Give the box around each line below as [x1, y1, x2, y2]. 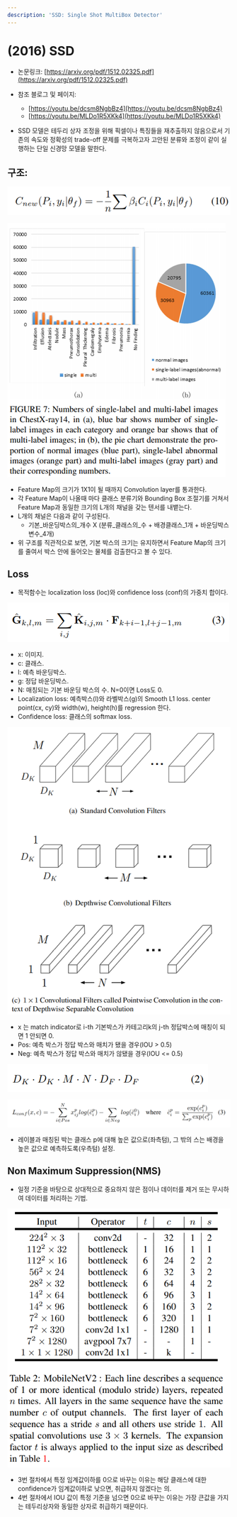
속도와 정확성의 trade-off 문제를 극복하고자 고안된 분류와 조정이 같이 [30, 135, 219, 143]
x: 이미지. [17, 650, 45, 658]
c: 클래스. [17, 658, 45, 667]
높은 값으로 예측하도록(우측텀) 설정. [17, 1144, 115, 1152]
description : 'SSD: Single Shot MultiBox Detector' [7, 11, 163, 18]
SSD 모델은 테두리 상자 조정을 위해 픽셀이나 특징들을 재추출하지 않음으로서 [17, 126, 223, 135]
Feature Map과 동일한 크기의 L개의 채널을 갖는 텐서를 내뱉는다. [17, 502, 192, 511]
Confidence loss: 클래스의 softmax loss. [17, 712, 132, 720]
